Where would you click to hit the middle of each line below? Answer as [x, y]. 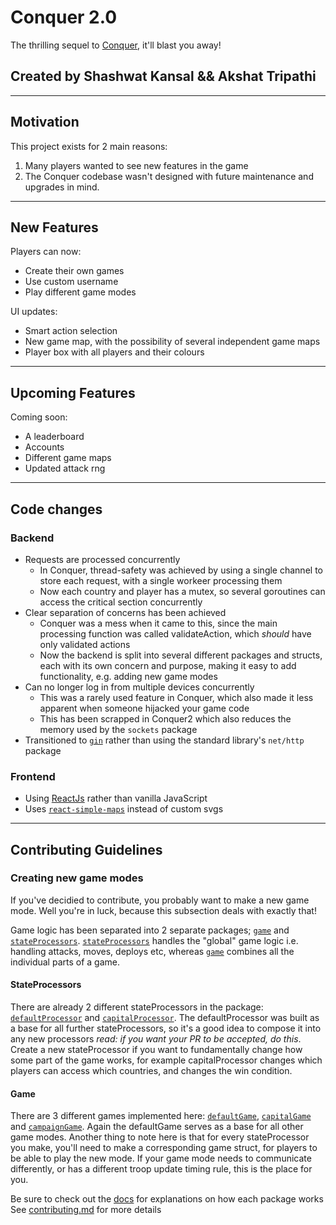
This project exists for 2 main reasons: [89, 146]
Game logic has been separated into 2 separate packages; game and [150, 930]
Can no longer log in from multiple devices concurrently [139, 687]
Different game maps [68, 458]
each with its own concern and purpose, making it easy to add [168, 665]
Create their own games [74, 271]
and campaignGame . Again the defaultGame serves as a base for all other [157, 1127]
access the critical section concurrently [121, 602]
